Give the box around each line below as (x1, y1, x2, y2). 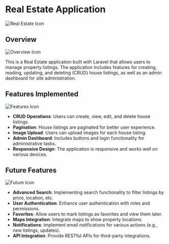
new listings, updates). (12, 227, 61, 233)
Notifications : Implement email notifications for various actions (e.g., (12, 222, 158, 228)
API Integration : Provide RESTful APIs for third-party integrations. (12, 233, 151, 239)
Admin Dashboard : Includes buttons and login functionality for (12, 135, 145, 141)
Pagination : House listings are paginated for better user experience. (12, 124, 156, 130)
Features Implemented (5, 90, 79, 99)
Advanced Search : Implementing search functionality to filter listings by (12, 189, 164, 196)
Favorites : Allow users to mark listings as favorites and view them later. (12, 211, 163, 217)
